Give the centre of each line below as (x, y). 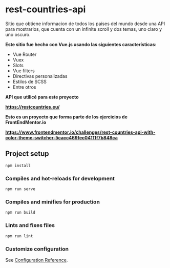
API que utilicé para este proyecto (42, 97)
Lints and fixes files (30, 225)
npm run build (20, 213)
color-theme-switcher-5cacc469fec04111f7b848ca (61, 137)
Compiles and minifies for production (52, 202)
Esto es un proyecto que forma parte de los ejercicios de (67, 117)
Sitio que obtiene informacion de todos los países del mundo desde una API (85, 24)
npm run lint (19, 236)
